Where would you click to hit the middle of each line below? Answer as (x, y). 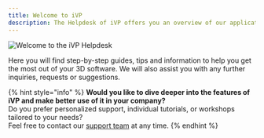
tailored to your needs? (46, 117)
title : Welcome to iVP (45, 15)
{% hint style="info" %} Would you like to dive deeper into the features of (129, 92)
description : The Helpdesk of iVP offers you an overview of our (117, 23)
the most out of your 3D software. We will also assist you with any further (127, 68)
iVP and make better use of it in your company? (87, 100)
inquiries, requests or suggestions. (64, 77)
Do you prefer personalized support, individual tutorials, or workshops (122, 109)
